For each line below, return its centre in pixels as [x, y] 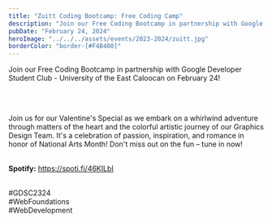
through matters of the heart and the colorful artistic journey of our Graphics [136, 127]
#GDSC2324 [30, 193]
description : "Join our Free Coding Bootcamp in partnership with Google [136, 24]
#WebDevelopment [41, 210]
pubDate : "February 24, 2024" [60, 31]
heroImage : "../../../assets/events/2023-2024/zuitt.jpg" [108, 39]
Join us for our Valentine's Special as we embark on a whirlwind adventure [133, 118]
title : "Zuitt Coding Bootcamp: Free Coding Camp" [96, 16]
